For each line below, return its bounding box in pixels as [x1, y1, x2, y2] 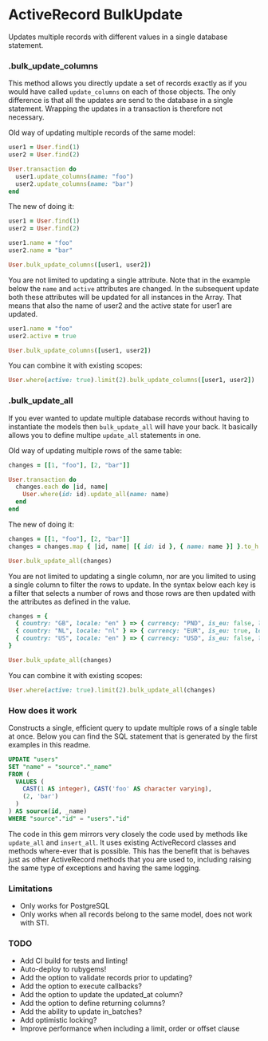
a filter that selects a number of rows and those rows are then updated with [8, 588, 256, 597]
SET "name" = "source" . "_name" [8, 763, 112, 771]
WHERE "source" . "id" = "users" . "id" [8, 814, 130, 822]
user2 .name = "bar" [8, 246, 73, 254]
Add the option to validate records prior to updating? [19, 973, 193, 983]
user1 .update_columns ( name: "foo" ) [15, 172, 134, 180]
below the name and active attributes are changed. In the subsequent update [8, 283, 259, 293]
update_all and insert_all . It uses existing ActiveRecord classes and [8, 838, 237, 847]
